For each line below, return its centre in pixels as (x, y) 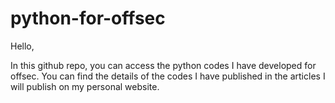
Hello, (22, 46)
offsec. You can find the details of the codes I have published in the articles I (168, 76)
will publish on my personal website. (85, 86)
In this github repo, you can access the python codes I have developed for (163, 65)
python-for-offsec (88, 18)
